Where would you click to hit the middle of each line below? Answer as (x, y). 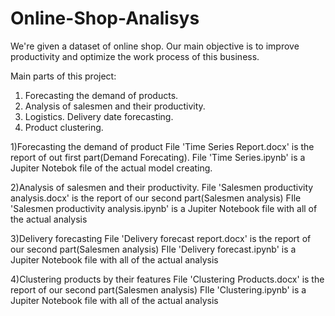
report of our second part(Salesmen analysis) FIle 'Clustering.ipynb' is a (158, 289)
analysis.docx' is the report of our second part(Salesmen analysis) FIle (156, 198)
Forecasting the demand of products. (101, 95)
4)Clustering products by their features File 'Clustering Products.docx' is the (167, 279)
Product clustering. (64, 127)
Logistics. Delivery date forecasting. (99, 116)
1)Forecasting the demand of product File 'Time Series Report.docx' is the (162, 146)
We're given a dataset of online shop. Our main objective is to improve (155, 46)
